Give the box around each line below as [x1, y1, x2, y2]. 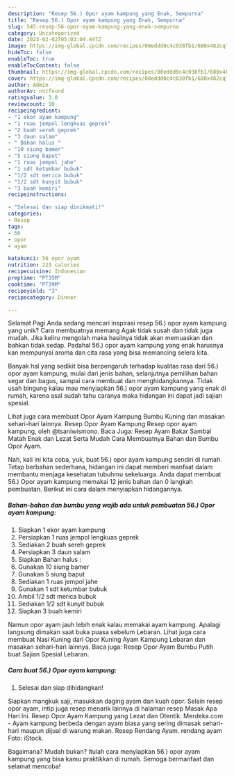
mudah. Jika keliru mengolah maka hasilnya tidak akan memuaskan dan [8, 334, 212, 342]
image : [8, 42, 27, 49]
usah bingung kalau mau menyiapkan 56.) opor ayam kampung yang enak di [8, 384, 226, 393]
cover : [8, 74, 27, 82]
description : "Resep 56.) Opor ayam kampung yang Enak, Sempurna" [8, 10, 204, 17]
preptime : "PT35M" [8, 275, 61, 282]
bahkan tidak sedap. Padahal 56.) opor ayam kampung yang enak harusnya [8, 341, 224, 350]
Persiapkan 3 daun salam [17, 548, 91, 556]
